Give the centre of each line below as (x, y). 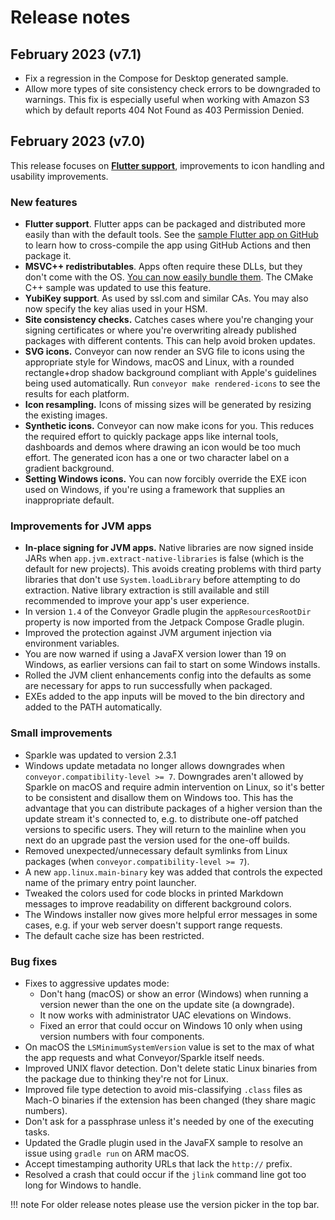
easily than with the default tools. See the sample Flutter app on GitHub (171, 235)
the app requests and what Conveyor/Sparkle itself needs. (144, 1057)
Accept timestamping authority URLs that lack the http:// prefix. (158, 1164)
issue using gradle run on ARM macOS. (107, 1153)
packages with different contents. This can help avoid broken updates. (170, 341)
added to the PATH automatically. (93, 707)
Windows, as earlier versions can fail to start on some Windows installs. (172, 665)
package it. (48, 256)
